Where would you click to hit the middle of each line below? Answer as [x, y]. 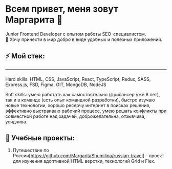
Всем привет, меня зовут [62, 9]
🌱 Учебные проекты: [40, 138]
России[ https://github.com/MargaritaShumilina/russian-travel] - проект [88, 156]
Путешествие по [31, 150]
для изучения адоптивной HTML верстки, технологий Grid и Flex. [84, 161]
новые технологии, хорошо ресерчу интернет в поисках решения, [78, 105]
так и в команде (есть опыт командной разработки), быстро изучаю [80, 100]
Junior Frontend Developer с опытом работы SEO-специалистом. [76, 34]
